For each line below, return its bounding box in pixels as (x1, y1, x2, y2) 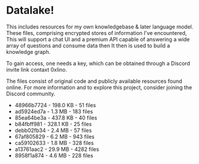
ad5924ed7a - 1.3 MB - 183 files (14, 108, 93, 115)
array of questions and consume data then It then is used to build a (6, 42, 170, 49)
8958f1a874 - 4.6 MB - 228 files (14, 152, 94, 159)
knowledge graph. (6, 48, 50, 55)
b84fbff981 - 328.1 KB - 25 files (14, 120, 92, 127)
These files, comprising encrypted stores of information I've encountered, (6, 29, 187, 36)
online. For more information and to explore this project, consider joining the (6, 83, 192, 91)
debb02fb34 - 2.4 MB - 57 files (14, 127, 92, 134)
